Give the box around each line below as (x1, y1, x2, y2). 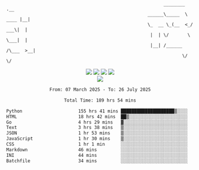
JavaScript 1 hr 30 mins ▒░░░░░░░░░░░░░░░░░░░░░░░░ (6, 136, 188, 142)
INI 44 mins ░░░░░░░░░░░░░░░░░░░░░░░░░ (6, 152, 188, 158)
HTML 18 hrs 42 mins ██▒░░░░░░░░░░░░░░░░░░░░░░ (6, 114, 188, 119)
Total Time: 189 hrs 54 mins (64, 97, 136, 103)
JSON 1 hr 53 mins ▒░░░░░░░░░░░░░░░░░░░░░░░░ (6, 130, 188, 136)
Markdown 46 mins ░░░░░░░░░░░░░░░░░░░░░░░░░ (6, 147, 188, 153)
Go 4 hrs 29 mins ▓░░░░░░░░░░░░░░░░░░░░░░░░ (6, 119, 188, 125)
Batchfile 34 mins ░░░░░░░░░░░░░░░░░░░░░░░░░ (6, 158, 188, 164)
